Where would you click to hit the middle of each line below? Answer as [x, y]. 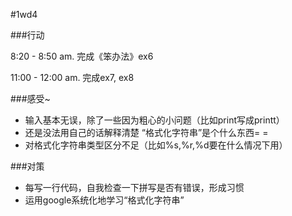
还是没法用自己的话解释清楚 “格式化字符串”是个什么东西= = [146, 132]
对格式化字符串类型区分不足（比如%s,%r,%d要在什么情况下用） [156, 145]
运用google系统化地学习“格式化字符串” [104, 200]
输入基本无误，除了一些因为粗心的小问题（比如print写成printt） [154, 120]
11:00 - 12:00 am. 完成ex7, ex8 [72, 77]
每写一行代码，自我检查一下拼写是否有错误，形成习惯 [134, 187]
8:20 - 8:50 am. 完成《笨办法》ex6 [82, 56]
